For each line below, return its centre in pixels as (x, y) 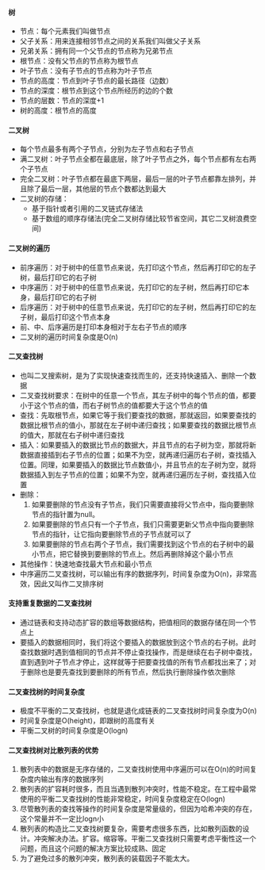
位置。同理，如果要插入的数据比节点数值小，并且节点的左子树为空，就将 (138, 465)
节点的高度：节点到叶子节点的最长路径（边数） (96, 81)
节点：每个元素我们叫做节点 (65, 31)
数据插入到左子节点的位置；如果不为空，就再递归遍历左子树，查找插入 (134, 474)
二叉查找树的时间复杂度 (46, 692)
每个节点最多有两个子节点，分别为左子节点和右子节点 (107, 149)
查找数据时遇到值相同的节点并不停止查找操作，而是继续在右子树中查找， (138, 652)
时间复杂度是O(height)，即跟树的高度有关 (87, 721)
